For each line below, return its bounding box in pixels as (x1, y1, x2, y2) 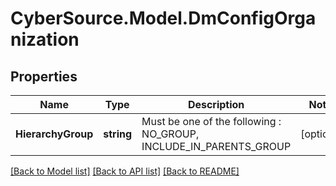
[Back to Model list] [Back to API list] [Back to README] (10, 165, 240, 177)
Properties (10, 68, 78, 85)
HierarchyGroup (15, 127, 94, 141)
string (103, 127, 133, 141)
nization (10, 28, 80, 51)
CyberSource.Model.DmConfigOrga (10, 7, 317, 30)
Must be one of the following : (141, 115, 282, 128)
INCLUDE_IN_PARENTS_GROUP (141, 140, 292, 153)
